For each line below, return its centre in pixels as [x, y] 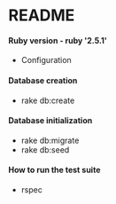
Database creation [43, 80]
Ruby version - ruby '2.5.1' [58, 40]
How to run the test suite [54, 170]
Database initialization [50, 121]
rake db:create [48, 100]
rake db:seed [45, 149]
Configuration [46, 60]
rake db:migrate [50, 140]
